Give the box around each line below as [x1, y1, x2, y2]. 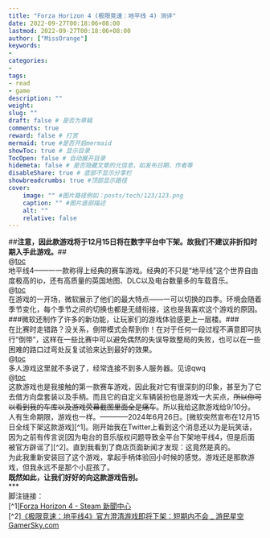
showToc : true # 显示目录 [8, 147, 91, 155]
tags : [8, 72, 27, 80]
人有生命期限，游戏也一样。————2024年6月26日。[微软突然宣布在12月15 [8, 412, 260, 422]
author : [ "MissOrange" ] [8, 34, 88, 43]
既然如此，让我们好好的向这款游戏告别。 [8, 473, 142, 482]
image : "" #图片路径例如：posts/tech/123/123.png [22, 191, 184, 200]
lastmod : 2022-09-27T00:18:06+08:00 [8, 27, 131, 35]
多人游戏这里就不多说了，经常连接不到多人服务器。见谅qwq [8, 363, 207, 373]
